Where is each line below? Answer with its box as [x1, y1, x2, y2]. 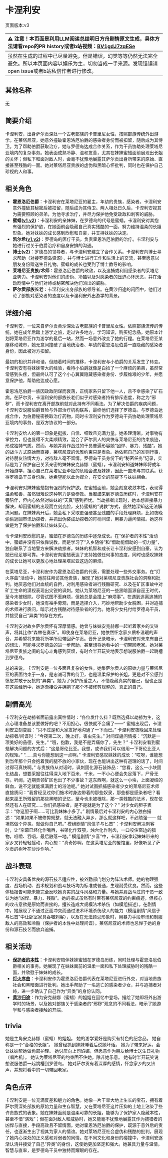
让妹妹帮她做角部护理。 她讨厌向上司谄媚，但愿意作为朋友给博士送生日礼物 [5, 1048, 160, 1054]
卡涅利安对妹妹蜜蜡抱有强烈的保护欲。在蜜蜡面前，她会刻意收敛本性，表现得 [5, 485, 163, 491]
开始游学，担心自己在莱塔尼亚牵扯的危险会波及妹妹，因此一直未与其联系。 [5, 468, 158, 474]
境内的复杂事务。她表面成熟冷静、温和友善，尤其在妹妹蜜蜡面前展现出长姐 [9, 149, 163, 155]
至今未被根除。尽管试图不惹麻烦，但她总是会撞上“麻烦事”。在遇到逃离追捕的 [5, 594, 162, 600]
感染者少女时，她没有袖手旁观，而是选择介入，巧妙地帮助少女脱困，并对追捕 [5, 600, 163, 606]
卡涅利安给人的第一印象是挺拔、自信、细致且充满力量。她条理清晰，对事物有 [5, 430, 163, 436]
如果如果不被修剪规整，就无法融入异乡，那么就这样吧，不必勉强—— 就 [15, 815, 162, 820]
